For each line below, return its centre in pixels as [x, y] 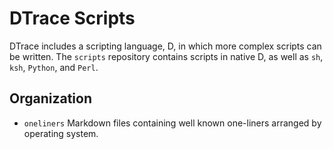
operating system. [61, 133]
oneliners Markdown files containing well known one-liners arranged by [172, 123]
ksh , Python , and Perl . [54, 67]
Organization [50, 98]
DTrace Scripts [72, 18]
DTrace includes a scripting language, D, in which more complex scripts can [165, 46]
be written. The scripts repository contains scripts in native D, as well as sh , [166, 56]
